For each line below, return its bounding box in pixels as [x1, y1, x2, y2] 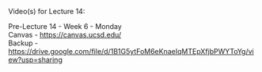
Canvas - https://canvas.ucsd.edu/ [8, 31, 122, 39]
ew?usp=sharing [8, 55, 63, 64]
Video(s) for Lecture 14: [8, 7, 85, 16]
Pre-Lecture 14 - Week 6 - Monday [8, 22, 123, 31]
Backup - [8, 38, 38, 48]
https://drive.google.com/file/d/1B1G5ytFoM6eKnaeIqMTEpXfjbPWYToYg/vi [8, 47, 255, 56]
